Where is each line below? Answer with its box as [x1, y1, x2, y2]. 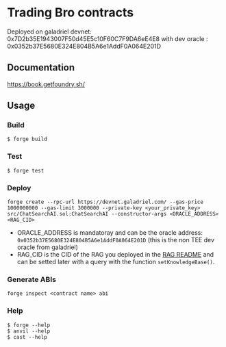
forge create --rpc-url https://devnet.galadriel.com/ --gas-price [7, 198, 204, 206]
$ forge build [7, 136, 48, 143]
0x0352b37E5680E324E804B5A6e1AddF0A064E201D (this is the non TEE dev [16, 236, 214, 244]
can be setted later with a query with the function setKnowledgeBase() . [16, 258, 215, 266]
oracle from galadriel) [16, 243, 79, 251]
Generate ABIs [7, 274, 57, 284]
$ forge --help [7, 322, 51, 329]
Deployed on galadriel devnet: [7, 27, 92, 36]
